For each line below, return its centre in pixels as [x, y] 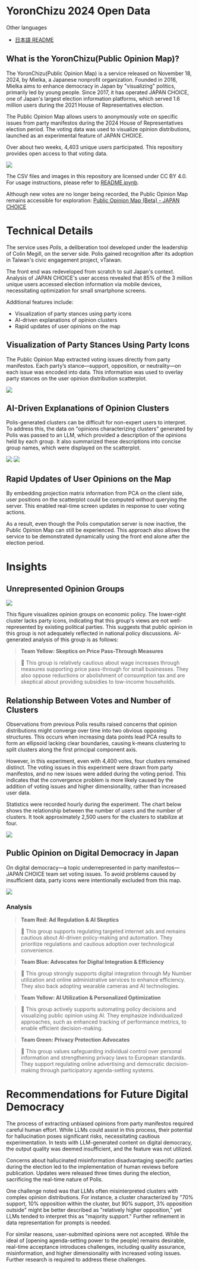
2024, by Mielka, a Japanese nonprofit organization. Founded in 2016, [92, 79]
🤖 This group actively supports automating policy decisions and [98, 1009]
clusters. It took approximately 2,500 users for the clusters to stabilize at [95, 817]
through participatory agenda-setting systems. [97, 1071]
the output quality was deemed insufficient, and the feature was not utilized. [99, 1149]
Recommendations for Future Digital [97, 1094]
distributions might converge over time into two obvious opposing [87, 730]
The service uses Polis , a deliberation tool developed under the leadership [97, 247]
